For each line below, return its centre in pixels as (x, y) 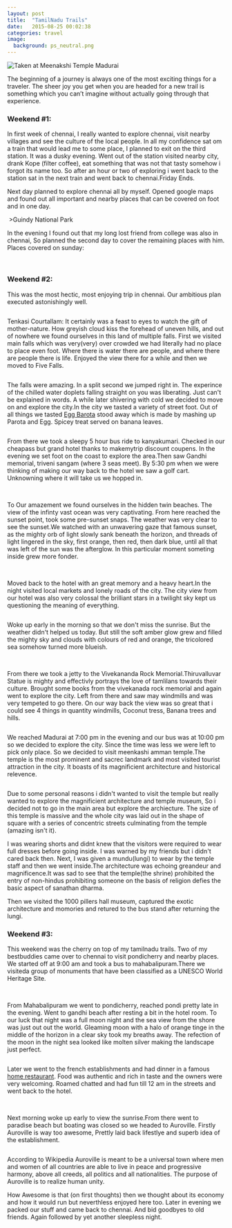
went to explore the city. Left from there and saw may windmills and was (110, 695)
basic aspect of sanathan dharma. (56, 888)
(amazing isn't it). (32, 830)
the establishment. (33, 1139)
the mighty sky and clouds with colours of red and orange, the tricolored (110, 639)
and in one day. (29, 206)
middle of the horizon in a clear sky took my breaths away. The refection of (114, 1034)
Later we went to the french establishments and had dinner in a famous (108, 1069)
